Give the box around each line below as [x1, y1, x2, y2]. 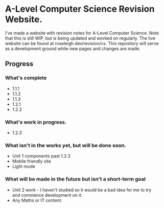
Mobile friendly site [12, 158, 51, 164]
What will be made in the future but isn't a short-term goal [5, 176, 146, 183]
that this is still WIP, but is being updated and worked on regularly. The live [5, 35, 156, 41]
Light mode [12, 163, 35, 169]
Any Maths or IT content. [12, 197, 63, 203]
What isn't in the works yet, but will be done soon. [5, 142, 126, 149]
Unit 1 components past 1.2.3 [12, 153, 71, 159]
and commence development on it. [12, 192, 83, 198]
